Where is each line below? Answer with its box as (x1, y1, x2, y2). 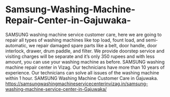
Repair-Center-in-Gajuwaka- (5, 14, 131, 26)
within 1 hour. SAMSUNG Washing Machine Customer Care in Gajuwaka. (5, 75, 158, 81)
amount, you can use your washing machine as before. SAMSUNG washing (5, 59, 165, 65)
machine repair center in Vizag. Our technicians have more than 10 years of (5, 64, 165, 70)
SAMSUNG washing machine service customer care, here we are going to (5, 31, 162, 37)
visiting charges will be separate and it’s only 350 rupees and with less (5, 53, 155, 60)
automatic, (5, 42, 28, 48)
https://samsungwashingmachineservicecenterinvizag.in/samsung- (5, 81, 148, 87)
